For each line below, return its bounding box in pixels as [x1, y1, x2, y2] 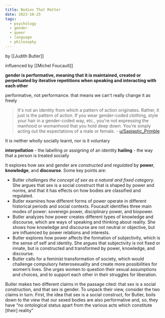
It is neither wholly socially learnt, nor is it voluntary [5, 137, 110, 143]
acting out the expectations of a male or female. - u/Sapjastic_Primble [17, 128, 160, 134]
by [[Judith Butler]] [5, 53, 44, 59]
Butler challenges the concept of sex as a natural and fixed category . [12, 177, 155, 183]
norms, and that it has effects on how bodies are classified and [12, 187, 141, 193]
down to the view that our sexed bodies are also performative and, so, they [5, 297, 159, 303]
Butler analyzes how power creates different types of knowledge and [12, 214, 154, 220]
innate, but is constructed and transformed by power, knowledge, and [12, 245, 155, 251]
